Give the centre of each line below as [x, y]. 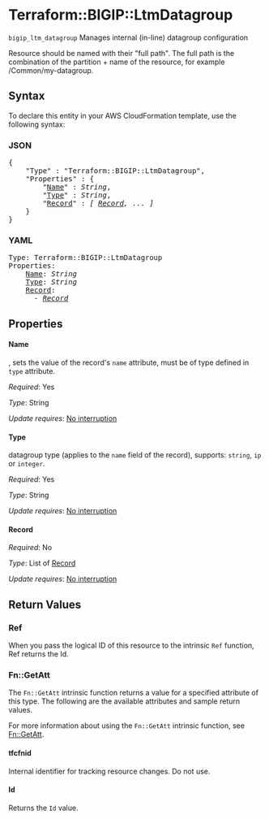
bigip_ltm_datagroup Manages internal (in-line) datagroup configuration [128, 37]
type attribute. [32, 370]
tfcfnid [20, 752]
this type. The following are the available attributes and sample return [124, 701]
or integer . [27, 464]
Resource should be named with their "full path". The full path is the [122, 53]
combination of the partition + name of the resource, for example [117, 62]
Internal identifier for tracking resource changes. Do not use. [109, 771]
